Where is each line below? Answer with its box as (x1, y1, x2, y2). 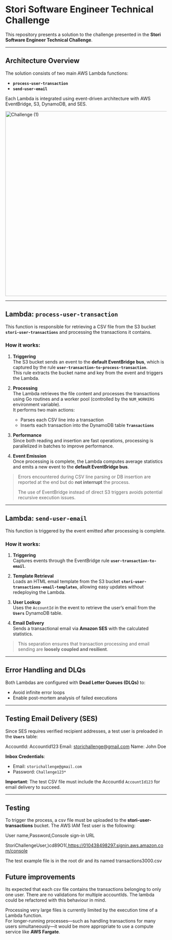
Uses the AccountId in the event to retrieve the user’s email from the (12, 604, 156, 610)
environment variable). (12, 401, 60, 408)
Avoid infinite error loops (12, 689, 65, 695)
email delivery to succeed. (5, 784, 61, 790)
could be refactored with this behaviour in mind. (5, 897, 106, 903)
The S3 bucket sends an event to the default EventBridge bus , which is (12, 358, 164, 365)
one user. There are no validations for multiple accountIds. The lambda (5, 892, 155, 898)
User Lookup (12, 599, 41, 605)
